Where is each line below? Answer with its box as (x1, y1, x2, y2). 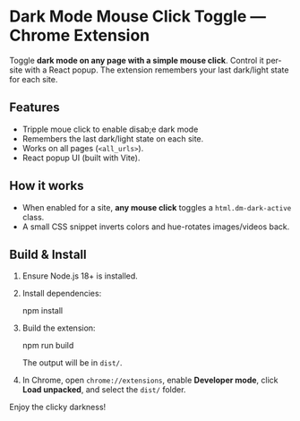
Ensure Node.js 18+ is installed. (21, 271, 139, 281)
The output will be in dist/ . (21, 357, 123, 368)
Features (9, 100, 60, 116)
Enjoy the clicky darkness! (9, 401, 107, 413)
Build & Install (9, 246, 87, 262)
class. (21, 211, 45, 222)
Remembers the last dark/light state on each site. (21, 133, 204, 144)
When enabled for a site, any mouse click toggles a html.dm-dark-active (21, 202, 292, 212)
